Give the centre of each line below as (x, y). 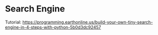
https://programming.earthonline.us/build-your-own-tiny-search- (88, 22)
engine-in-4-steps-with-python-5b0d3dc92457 (53, 27)
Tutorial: (13, 22)
